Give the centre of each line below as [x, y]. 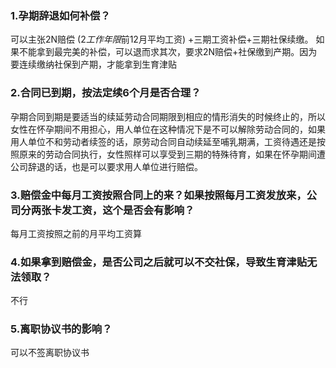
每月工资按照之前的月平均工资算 [76, 233]
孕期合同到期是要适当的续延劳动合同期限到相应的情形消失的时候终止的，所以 [168, 116]
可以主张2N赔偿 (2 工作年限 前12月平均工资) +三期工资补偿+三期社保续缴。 [162, 39]
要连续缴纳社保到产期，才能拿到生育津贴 [93, 64]
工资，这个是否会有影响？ [133, 210]
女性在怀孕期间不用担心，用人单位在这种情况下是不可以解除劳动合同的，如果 [168, 129]
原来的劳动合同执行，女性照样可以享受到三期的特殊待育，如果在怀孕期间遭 [172, 154]
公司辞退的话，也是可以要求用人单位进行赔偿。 [106, 166]
